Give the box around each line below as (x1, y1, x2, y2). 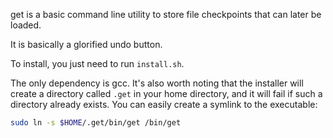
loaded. (10, 19, 42, 31)
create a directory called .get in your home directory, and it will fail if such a (10, 88, 323, 99)
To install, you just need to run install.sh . (10, 58, 185, 69)
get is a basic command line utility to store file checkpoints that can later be (10, 9, 322, 20)
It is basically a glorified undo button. (10, 39, 163, 50)
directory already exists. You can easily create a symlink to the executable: (10, 99, 318, 110)
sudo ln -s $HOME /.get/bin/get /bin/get (10, 118, 182, 128)
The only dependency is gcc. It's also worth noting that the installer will (10, 77, 304, 89)
